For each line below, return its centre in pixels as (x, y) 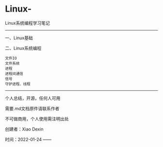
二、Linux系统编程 (23, 48)
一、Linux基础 (19, 38)
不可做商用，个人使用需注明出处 (37, 119)
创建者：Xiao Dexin (24, 129)
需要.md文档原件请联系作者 (32, 108)
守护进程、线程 (18, 84)
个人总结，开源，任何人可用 (33, 98)
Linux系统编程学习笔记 (27, 23)
